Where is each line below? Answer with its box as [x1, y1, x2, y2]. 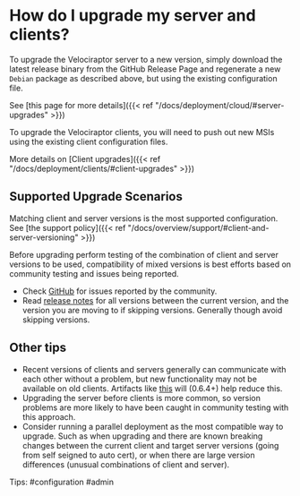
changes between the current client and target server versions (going [21, 440, 279, 450]
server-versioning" [9, 232, 79, 243]
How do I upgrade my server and [9, 5, 257, 26]
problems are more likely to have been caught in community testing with [21, 402, 289, 413]
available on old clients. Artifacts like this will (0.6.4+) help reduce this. [21, 382, 283, 394]
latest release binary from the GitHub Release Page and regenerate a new [9, 64, 281, 74]
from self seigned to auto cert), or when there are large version [21, 449, 255, 460]
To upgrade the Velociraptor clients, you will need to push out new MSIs [9, 126, 275, 137]
